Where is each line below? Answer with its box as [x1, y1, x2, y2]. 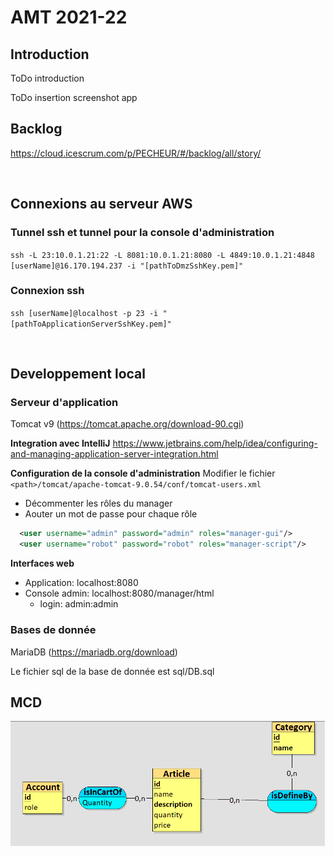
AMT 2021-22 [10, 6, 128, 29]
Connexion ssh [10, 284, 85, 298]
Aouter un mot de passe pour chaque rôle [24, 508, 198, 520]
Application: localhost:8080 [24, 577, 139, 589]
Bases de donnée [10, 623, 97, 637]
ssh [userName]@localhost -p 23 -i [10, 308, 159, 318]
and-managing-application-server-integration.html [10, 448, 219, 460]
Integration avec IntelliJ [10, 437, 111, 450]
